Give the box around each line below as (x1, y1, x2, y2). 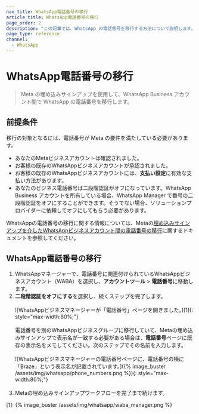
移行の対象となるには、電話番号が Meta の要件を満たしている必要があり (6, 134, 184, 141)
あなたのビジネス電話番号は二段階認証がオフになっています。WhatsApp (14, 184, 192, 191)
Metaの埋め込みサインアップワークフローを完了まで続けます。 (14, 390, 168, 397)
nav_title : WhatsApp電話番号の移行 (6, 8, 88, 15)
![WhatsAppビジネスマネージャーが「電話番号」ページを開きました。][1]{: (14, 306, 194, 314)
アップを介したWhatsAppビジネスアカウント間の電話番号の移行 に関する (6, 226, 184, 234)
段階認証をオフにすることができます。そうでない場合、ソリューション (14, 199, 186, 206)
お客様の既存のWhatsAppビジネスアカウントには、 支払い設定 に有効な (14, 169, 187, 176)
